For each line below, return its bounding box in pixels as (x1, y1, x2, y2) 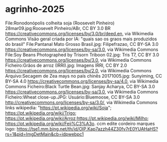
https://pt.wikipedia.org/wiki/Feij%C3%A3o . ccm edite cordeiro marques (5, 121, 155, 127)
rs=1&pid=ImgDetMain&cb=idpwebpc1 (5, 131, 84, 137)
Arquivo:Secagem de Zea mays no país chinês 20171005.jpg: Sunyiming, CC (5, 73, 162, 79)
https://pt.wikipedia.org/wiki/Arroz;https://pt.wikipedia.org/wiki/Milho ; (5, 115, 149, 121)
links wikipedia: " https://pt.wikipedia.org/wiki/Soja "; (5, 105, 111, 111)
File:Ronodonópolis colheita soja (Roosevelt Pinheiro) (5, 20, 115, 26)
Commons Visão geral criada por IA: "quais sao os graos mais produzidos (5, 36, 157, 42)
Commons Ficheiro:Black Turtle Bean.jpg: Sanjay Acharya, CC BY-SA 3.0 (5, 83, 155, 89)
